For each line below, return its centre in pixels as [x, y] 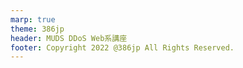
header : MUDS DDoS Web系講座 [69, 38]
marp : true [33, 19]
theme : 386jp [37, 29]
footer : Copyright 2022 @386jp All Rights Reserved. [122, 47]
